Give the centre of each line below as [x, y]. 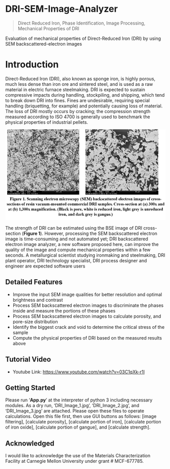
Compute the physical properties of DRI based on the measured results [87, 338]
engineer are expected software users [45, 266]
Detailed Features [34, 282]
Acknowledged [30, 443]
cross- [150, 228]
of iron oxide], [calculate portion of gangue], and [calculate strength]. [78, 427]
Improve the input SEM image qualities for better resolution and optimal [87, 294]
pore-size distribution [35, 321]
